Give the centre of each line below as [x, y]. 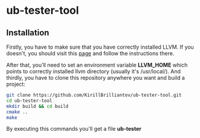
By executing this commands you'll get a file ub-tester [74, 129]
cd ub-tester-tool [29, 100]
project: [16, 84]
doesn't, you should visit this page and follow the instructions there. [90, 53]
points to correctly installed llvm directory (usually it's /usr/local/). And [93, 71]
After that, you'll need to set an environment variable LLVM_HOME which [97, 65]
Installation [28, 33]
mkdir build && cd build [37, 106]
